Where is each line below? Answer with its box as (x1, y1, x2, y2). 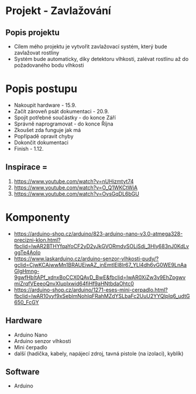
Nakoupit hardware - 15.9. (13, 101, 77, 108)
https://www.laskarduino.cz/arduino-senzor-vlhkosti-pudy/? (13, 255, 159, 262)
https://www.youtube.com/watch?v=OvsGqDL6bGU (13, 190, 140, 197)
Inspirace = (5, 162, 48, 172)
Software (5, 366, 40, 376)
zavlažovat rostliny (13, 49, 60, 56)
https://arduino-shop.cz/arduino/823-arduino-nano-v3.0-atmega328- (13, 230, 183, 237)
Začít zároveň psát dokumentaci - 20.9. (13, 107, 109, 115)
